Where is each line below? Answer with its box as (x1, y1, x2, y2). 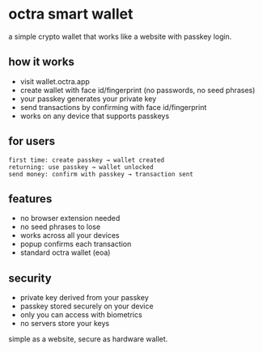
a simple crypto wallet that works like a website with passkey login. (8, 32, 232, 41)
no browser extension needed (19, 214, 121, 223)
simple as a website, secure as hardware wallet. (8, 334, 168, 344)
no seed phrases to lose (19, 222, 101, 231)
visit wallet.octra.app (19, 76, 91, 86)
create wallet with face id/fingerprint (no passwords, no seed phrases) (19, 85, 256, 95)
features (8, 192, 53, 206)
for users (8, 134, 55, 148)
